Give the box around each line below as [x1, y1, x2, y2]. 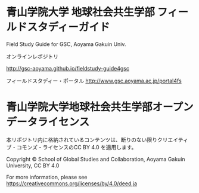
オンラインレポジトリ [6, 53, 58, 60]
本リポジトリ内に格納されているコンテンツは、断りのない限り [6, 136, 158, 143]
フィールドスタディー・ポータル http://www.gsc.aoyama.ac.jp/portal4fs [6, 77, 182, 84]
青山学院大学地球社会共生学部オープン [6, 100, 194, 114]
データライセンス [6, 115, 90, 129]
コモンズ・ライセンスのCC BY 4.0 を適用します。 [16, 143, 137, 151]
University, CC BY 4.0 [6, 162, 60, 169]
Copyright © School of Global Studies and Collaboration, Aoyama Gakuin [6, 155, 186, 163]
